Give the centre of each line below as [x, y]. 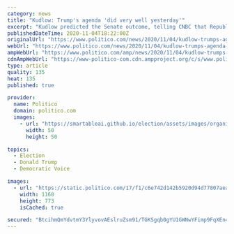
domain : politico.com [45, 111]
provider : [22, 98]
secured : [20, 220]
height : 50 [41, 137]
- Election [29, 156]
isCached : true [42, 207]
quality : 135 [26, 72]
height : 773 [37, 201]
